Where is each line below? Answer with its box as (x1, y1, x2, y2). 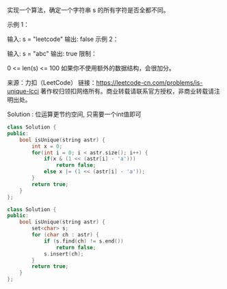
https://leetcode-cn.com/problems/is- (96, 79, 203, 87)
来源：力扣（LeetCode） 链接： (7, 79, 97, 87)
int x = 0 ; (31, 143, 63, 150)
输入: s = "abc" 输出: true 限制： (7, 50, 97, 57)
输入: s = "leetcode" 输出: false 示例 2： (7, 35, 119, 43)
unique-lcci (7, 87, 40, 95)
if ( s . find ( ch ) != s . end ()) (43, 238, 124, 245)
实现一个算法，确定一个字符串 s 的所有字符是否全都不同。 (7, 6, 170, 14)
